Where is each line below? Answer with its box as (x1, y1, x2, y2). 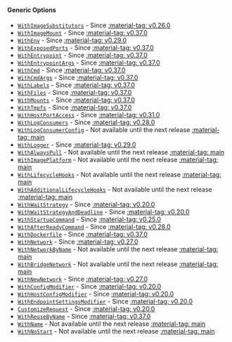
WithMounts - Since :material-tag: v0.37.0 (17, 96, 136, 105)
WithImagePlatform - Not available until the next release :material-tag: (17, 155, 219, 164)
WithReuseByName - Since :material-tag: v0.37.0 (17, 313, 151, 321)
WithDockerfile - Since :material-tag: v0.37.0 (17, 230, 148, 239)
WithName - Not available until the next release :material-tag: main (17, 320, 206, 328)
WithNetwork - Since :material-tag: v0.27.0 (17, 237, 138, 246)
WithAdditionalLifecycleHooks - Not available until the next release (17, 185, 212, 194)
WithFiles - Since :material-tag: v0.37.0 (17, 88, 132, 97)
